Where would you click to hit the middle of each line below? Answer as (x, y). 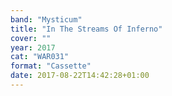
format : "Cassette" (51, 66)
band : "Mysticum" (46, 19)
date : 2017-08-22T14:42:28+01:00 (80, 76)
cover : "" (31, 38)
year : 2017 (33, 47)
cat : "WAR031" (40, 57)
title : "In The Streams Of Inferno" (86, 29)
